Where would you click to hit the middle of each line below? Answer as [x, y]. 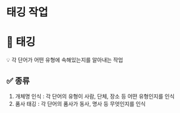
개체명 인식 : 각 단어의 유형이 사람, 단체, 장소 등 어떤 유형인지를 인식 [95, 96]
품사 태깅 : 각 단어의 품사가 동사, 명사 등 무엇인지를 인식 [80, 103]
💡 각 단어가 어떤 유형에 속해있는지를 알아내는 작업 [65, 60]
